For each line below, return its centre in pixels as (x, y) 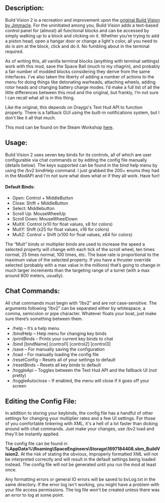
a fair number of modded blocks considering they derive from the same (78, 72)
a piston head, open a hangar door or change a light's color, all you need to (81, 41)
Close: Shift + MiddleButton (40, 203)
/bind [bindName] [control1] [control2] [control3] (61, 344)
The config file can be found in (36, 444)
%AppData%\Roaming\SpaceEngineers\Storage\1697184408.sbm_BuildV (82, 449)
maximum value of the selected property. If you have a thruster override (78, 260)
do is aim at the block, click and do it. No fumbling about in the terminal (77, 46)
